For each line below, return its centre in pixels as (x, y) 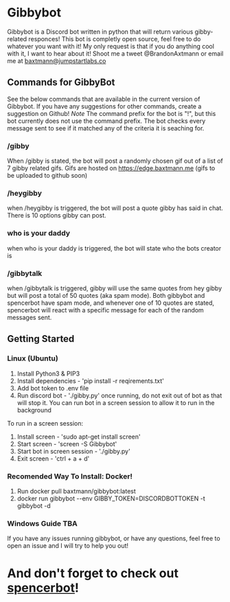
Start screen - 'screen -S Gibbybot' (67, 443)
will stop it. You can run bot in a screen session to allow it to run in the (116, 402)
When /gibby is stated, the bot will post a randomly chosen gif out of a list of (115, 161)
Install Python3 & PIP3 (48, 373)
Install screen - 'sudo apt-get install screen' (79, 437)
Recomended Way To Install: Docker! (70, 476)
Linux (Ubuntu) (33, 358)
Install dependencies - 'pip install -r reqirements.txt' (91, 381)
